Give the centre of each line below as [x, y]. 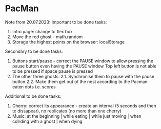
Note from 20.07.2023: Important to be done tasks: [56, 22]
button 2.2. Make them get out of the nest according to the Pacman [80, 82]
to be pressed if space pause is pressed [52, 71]
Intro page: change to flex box [42, 31]
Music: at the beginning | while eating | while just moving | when [77, 116]
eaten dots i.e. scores [34, 86]
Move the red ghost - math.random [47, 37]
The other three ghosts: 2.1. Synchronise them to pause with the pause [83, 76]
